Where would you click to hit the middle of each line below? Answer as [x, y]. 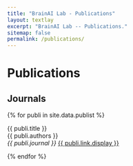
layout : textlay [30, 20]
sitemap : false [29, 33]
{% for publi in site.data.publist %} [56, 115]
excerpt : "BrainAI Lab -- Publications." [68, 26]
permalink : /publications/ [46, 39]
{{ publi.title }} [27, 129]
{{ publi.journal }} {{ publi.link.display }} [63, 143]
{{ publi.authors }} [33, 136]
